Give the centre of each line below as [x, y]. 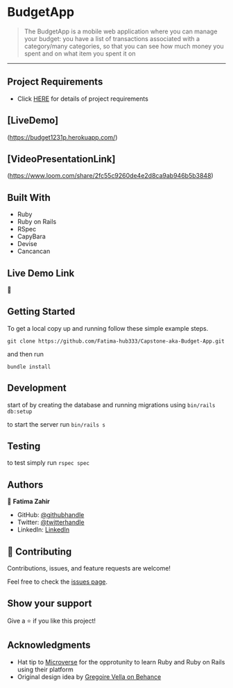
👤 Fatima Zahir [29, 502]
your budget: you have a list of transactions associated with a [112, 38]
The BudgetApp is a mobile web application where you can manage [121, 31]
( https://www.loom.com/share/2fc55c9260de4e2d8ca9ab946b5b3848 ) [110, 176]
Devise [27, 244]
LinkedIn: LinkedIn [43, 530]
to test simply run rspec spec [49, 463]
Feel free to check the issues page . [57, 582]
